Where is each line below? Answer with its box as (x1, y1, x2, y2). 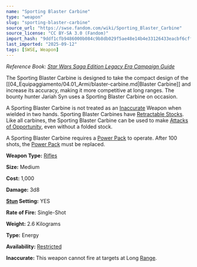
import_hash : (6, 36, 38, 42)
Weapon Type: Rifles (6, 152, 57, 159)
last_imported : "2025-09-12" (6, 42, 77, 48)
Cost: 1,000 (6, 174, 35, 182)
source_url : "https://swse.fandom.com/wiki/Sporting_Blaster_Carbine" (6, 25, 182, 31)
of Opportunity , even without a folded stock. (6, 123, 113, 130)
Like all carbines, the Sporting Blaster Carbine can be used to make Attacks (6, 117, 189, 124)
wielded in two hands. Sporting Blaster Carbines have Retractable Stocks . (6, 110, 184, 117)
